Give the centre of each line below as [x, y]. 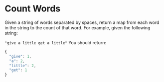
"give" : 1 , [20, 56]
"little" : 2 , [23, 66]
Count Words [33, 9]
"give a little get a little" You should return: [56, 42]
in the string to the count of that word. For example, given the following [78, 27]
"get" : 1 [18, 70]
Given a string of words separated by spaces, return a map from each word [82, 22]
